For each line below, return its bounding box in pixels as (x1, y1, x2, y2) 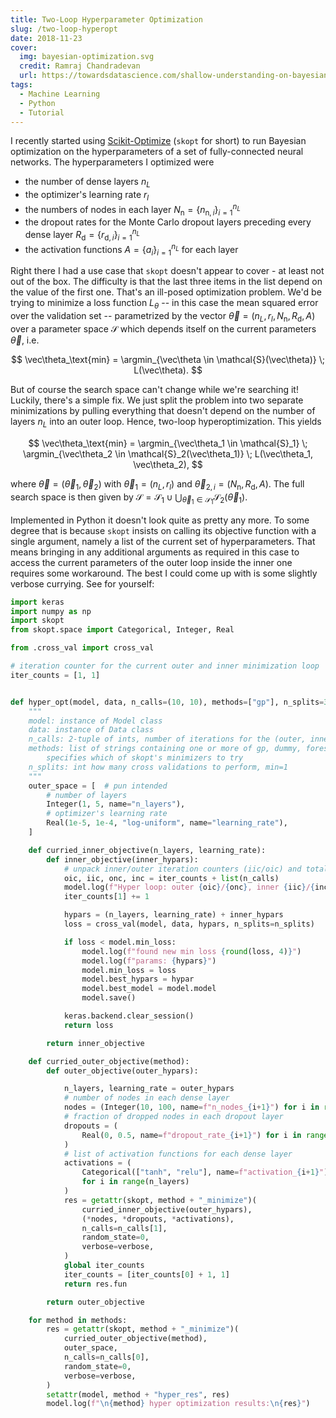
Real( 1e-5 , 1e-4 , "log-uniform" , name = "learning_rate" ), (46, 818, 288, 828)
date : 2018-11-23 (10, 33, 83, 43)
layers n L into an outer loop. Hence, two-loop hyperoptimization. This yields (10, 415, 322, 430)
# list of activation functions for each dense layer (63, 1149, 293, 1159)
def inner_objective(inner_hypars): (46, 854, 199, 865)
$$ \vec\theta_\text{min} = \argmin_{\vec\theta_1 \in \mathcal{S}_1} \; (28, 437, 308, 449)
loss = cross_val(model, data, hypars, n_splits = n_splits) (63, 919, 315, 930)
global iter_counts (63, 1261, 145, 1271)
